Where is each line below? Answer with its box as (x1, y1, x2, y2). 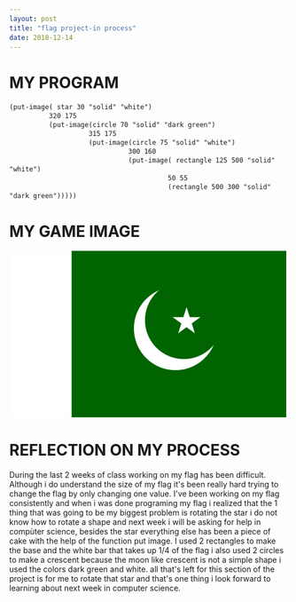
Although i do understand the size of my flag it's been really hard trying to (9, 479, 279, 490)
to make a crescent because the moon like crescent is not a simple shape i (9, 555, 282, 566)
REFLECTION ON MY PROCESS (9, 440, 241, 461)
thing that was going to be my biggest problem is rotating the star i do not (9, 507, 277, 519)
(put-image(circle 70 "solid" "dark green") (48, 121, 216, 130)
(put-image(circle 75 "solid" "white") (88, 139, 237, 147)
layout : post (9, 14, 58, 23)
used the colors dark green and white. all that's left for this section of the (9, 564, 275, 574)
